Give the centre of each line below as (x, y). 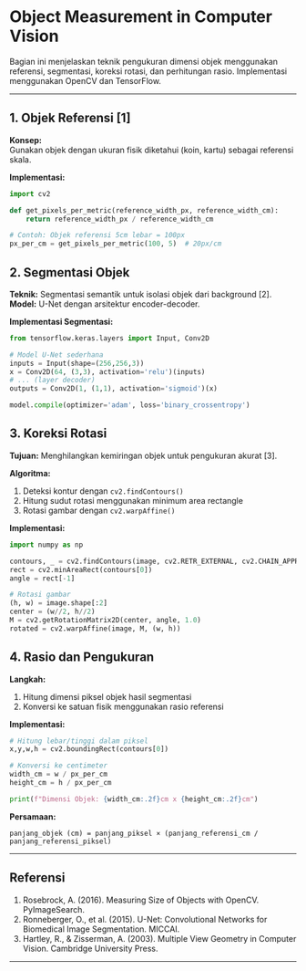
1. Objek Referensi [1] (70, 118)
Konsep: (26, 140)
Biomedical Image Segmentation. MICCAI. (101, 929)
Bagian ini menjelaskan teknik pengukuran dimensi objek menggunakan (144, 61)
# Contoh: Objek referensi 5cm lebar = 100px (97, 235)
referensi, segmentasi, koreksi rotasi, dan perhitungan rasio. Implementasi (148, 71)
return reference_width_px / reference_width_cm (120, 219)
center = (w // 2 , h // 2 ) (52, 612)
